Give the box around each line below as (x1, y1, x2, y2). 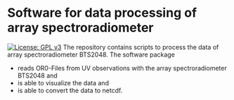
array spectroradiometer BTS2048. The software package (7, 50, 176, 59)
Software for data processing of (7, 5, 197, 21)
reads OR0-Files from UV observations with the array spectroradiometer (17, 64, 227, 72)
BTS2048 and (17, 71, 58, 80)
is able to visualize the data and (17, 78, 109, 87)
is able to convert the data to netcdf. (17, 86, 123, 94)
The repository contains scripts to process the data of (63, 43, 219, 51)
